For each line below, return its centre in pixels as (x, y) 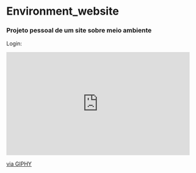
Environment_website (63, 11)
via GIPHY (19, 164)
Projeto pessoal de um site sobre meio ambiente (79, 31)
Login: (14, 43)
